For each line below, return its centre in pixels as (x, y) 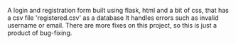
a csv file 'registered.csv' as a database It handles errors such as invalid (113, 18)
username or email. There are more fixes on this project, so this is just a (112, 25)
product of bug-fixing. (40, 33)
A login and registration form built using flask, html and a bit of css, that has (118, 10)
